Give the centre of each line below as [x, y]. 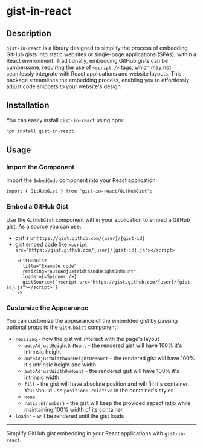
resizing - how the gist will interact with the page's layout [87, 339]
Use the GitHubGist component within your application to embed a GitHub [98, 219]
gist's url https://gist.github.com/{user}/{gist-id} [80, 238]
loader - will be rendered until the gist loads [69, 416]
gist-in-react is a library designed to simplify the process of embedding [97, 48]
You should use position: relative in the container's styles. [99, 390]
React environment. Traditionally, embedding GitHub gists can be [87, 61]
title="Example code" [50, 266]
